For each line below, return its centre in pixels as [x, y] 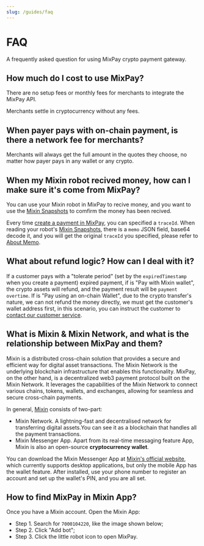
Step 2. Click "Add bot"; [45, 530]
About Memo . [24, 242]
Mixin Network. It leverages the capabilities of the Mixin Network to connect [102, 384]
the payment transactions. [48, 434]
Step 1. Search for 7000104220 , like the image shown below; [89, 524]
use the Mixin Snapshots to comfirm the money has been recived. [89, 211]
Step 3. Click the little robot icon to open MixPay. [76, 537]
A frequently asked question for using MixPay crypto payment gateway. [97, 59]
